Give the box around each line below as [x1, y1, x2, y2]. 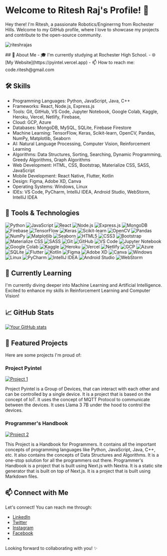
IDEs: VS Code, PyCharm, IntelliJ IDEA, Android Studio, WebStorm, [12, 189, 150, 195]
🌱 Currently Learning [5, 269, 72, 277]
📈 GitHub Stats [5, 308, 54, 317]
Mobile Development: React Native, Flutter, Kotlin [12, 172, 114, 178]
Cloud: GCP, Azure [12, 119, 52, 125]
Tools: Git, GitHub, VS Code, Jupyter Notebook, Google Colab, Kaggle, [12, 108, 158, 114]
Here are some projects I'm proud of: [5, 352, 82, 358]
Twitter [12, 519, 28, 526]
